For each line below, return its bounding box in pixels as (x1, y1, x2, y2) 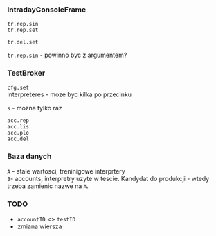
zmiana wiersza (17, 222, 62, 230)
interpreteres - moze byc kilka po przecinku (7, 90, 132, 99)
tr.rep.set (7, 26, 39, 34)
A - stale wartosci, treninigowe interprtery (7, 167, 126, 175)
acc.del (7, 135, 30, 142)
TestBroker (7, 68, 46, 78)
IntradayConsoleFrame (7, 5, 87, 15)
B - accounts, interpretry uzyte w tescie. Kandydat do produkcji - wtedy (7, 174, 210, 183)
